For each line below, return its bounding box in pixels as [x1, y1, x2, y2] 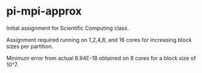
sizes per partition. [6, 43, 54, 50]
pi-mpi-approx [6, 4, 82, 18]
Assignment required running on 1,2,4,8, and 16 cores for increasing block [6, 36, 192, 43]
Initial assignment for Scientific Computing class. [6, 24, 129, 32]
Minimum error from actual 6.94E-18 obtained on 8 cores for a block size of [6, 54, 197, 61]
